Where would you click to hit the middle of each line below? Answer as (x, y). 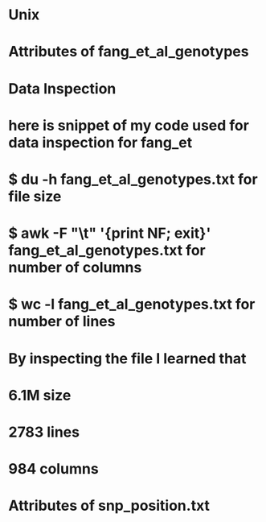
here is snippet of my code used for (129, 125)
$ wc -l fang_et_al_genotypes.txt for (132, 304)
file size (35, 196)
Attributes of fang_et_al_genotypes (129, 52)
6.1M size (40, 395)
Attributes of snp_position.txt (109, 506)
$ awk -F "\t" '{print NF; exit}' (110, 233)
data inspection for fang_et (100, 142)
